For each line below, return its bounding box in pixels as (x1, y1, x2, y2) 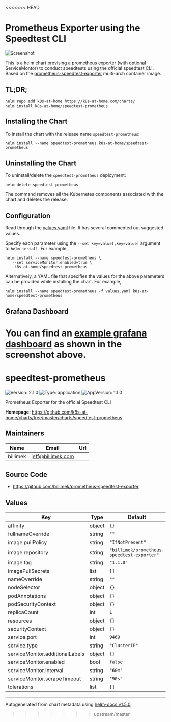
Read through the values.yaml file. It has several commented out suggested (5, 225, 164, 231)
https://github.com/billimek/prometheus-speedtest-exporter (12, 484, 139, 490)
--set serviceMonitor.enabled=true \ (12, 260, 93, 265)
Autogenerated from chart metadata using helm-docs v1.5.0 (5, 701, 131, 708)
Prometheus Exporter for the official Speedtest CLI (5, 399, 111, 405)
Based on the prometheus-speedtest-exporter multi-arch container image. (5, 70, 161, 76)
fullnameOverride (8, 530, 50, 537)
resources (8, 617, 32, 624)
